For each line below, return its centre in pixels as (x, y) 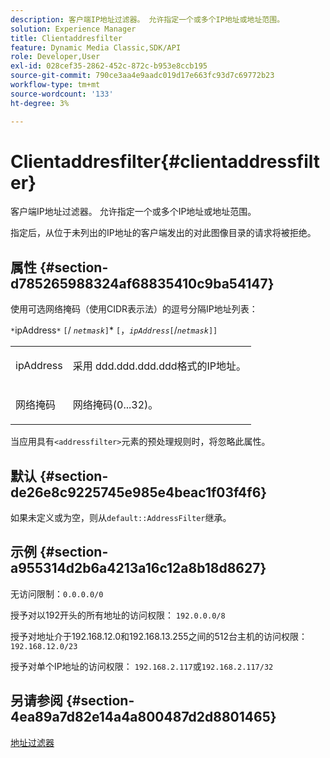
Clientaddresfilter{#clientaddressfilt (165, 161)
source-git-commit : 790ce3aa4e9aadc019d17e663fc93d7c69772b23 (142, 76)
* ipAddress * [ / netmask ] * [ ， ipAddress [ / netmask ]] (114, 330)
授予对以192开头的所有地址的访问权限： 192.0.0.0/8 (118, 615)
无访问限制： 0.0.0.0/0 (57, 593)
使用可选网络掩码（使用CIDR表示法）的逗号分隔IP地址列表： (134, 309)
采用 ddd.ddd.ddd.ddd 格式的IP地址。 (159, 366)
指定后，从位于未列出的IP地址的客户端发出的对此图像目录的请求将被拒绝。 (163, 233)
